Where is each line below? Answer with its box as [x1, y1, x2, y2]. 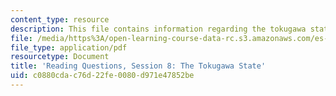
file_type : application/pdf [10, 42, 128, 53]
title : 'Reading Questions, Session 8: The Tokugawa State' [10, 61, 267, 71]
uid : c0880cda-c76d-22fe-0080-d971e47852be [10, 71, 195, 81]
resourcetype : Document [10, 52, 110, 62]
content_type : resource [10, 14, 110, 25]
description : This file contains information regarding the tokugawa [10, 24, 307, 34]
